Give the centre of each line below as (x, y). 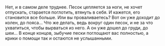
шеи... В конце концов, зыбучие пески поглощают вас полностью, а (77, 33)
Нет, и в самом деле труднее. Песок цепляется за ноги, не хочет (74, 7)
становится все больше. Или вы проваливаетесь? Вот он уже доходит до (82, 17)
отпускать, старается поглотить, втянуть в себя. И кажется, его (73, 12)
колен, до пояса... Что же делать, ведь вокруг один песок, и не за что (79, 23)
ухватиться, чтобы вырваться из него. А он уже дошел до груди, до (77, 28)
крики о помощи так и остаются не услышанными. (59, 38)
